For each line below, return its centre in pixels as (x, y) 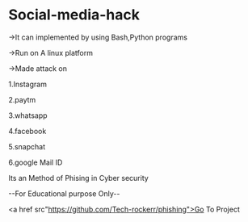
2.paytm (22, 99)
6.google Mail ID (36, 162)
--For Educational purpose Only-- (64, 193)
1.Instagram (27, 84)
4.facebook (27, 131)
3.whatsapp (28, 115)
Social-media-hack (74, 15)
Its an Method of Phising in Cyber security (79, 178)
